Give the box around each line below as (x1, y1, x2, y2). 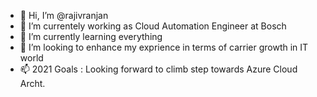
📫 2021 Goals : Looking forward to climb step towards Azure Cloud (19, 63, 298, 75)
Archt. (19, 78, 46, 89)
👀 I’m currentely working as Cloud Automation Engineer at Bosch (19, 20, 287, 32)
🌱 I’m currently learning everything (19, 31, 163, 42)
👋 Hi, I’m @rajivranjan (19, 10, 109, 21)
